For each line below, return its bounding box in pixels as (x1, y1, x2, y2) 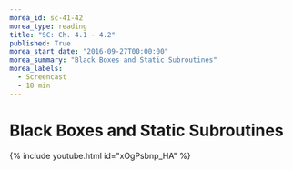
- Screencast (17, 73, 67, 82)
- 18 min (17, 81, 51, 90)
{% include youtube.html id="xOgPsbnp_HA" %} (9, 150, 191, 161)
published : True (9, 38, 71, 48)
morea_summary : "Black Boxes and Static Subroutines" (9, 55, 218, 65)
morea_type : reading (9, 22, 88, 31)
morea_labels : (9, 65, 64, 74)
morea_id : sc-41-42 (9, 13, 84, 23)
